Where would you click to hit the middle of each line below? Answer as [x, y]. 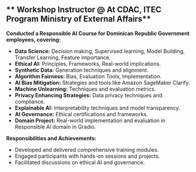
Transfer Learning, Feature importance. [62, 57]
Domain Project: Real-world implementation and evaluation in [90, 120]
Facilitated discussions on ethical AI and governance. [80, 162]
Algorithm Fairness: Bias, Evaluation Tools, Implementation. [88, 76]
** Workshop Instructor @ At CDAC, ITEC [84, 10]
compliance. [30, 101]
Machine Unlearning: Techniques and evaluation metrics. [85, 89]
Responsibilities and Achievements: [51, 138]
